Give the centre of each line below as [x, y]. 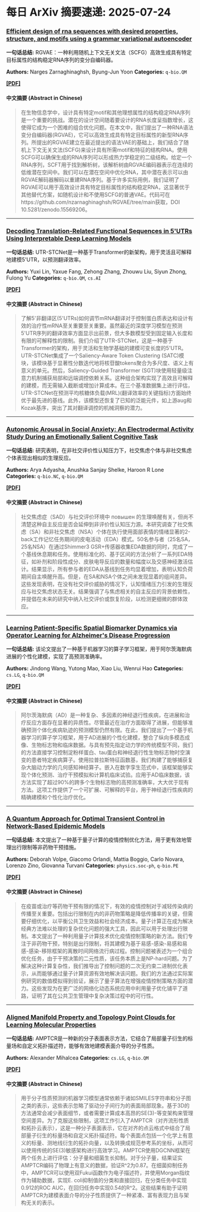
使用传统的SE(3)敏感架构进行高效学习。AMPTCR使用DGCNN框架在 [108, 1150]
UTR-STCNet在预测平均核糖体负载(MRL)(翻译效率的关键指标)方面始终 [106, 393]
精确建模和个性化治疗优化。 [55, 797]
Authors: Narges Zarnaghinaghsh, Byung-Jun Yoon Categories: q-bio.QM [97, 72]
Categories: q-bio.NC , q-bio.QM [45, 476]
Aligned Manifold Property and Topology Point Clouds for [91, 1017]
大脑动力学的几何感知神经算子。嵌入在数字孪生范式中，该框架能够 [107, 768]
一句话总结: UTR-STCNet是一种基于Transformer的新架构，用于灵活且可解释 [99, 252]
